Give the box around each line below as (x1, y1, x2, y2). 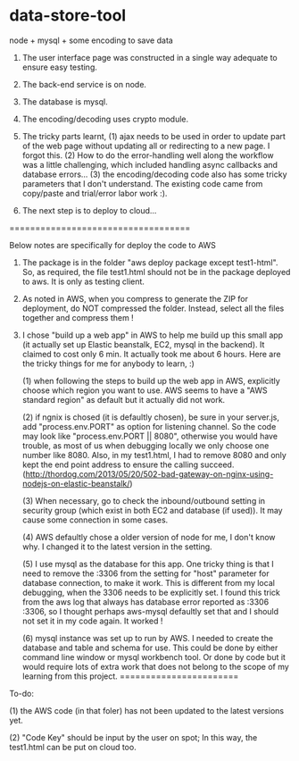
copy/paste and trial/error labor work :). (21, 188, 168, 198)
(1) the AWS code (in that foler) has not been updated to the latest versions (9, 705, 284, 715)
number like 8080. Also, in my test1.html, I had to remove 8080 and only (21, 449, 287, 460)
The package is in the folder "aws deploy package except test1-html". (21, 256, 278, 268)
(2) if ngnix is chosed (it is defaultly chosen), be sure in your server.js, (21, 412, 279, 422)
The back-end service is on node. (21, 79, 147, 89)
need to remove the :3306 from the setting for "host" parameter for (21, 568, 270, 579)
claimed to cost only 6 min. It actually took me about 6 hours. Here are (21, 348, 281, 359)
